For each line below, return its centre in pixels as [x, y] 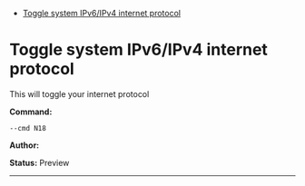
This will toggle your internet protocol [79, 93]
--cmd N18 [28, 128]
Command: [31, 112]
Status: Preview [39, 162]
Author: [25, 145]
